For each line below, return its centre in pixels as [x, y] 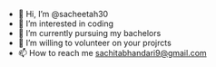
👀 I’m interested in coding [66, 24]
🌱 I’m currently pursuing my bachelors [89, 33]
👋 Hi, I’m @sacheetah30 [63, 14]
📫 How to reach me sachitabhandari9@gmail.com [112, 53]
